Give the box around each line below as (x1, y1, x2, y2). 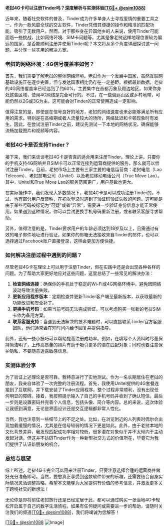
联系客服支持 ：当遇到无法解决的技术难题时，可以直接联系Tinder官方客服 (12, 318, 162, 324)
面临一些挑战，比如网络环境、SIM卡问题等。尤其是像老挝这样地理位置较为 (5, 35, 158, 40)
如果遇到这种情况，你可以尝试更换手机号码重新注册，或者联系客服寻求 (13, 208, 158, 214)
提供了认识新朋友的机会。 (9, 441, 62, 447)
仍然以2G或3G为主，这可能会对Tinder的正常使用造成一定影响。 (9, 98, 140, 104)
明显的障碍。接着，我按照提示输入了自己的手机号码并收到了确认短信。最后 (9, 393, 163, 399)
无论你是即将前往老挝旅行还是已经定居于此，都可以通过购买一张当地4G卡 (5, 497, 156, 503)
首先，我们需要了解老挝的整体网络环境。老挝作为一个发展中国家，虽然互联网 (5, 73, 163, 79)
